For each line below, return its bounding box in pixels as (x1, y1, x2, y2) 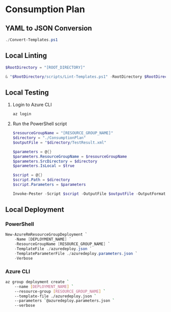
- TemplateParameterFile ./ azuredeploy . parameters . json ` (14, 251, 138, 256)
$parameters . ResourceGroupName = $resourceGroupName (12, 154, 127, 159)
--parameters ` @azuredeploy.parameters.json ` (14, 298, 115, 303)
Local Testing (5, 88, 49, 97)
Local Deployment (5, 205, 65, 214)
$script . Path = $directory (12, 177, 70, 183)
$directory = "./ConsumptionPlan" (12, 135, 86, 140)
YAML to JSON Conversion (5, 24, 93, 33)
